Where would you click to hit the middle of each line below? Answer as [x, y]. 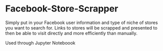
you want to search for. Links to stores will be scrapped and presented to [81, 27]
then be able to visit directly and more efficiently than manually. [71, 33]
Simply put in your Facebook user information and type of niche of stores [81, 22]
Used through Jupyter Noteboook [40, 42]
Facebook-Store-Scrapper [62, 9]
